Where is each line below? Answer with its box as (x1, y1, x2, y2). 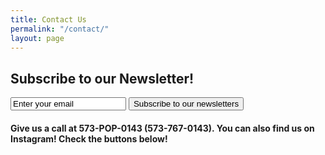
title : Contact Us (10, 14, 87, 25)
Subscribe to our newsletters (133, 99, 240, 110)
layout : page (10, 33, 65, 43)
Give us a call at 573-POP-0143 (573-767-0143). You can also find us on (10, 122, 315, 134)
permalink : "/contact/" (10, 24, 110, 34)
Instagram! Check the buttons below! (10, 132, 168, 145)
